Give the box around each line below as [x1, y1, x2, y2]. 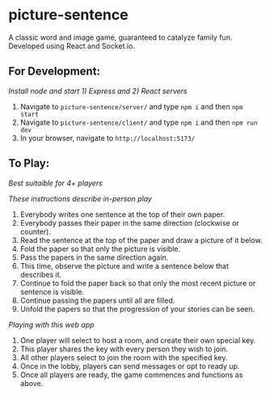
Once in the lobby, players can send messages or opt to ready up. [19, 361, 240, 371]
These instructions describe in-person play [8, 193, 152, 203]
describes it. [19, 270, 62, 279]
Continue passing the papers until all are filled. [19, 295, 175, 305]
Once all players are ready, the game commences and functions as [19, 370, 243, 380]
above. [19, 378, 44, 388]
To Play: [8, 156, 50, 171]
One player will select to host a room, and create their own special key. [19, 335, 256, 345]
